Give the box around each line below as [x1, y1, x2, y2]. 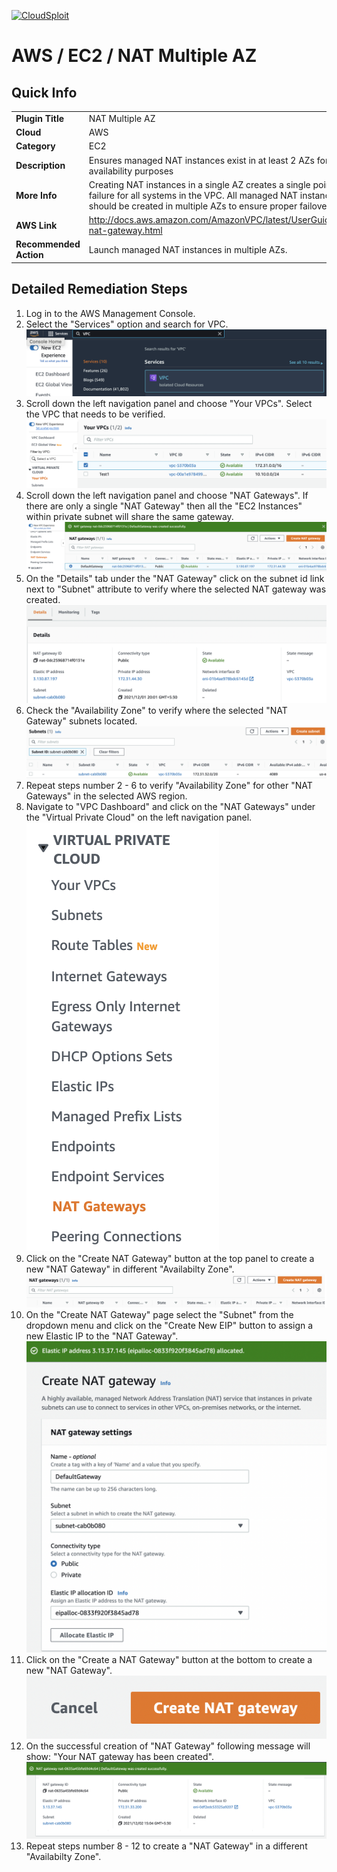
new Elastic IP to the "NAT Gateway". [25, 1330, 179, 1342]
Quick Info [11, 84, 78, 101]
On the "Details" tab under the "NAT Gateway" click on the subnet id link [25, 573, 325, 585]
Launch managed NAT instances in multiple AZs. [88, 243, 288, 255]
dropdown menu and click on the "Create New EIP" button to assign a [25, 1320, 314, 1332]
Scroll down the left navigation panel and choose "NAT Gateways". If [25, 489, 309, 501]
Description [15, 160, 66, 171]
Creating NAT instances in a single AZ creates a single [88, 178, 311, 190]
